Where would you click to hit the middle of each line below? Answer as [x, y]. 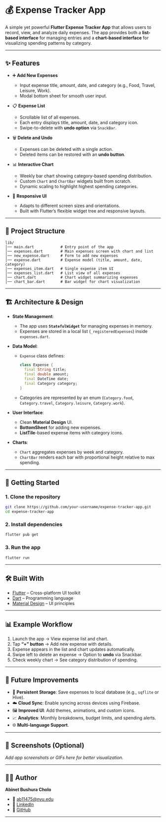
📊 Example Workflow [39, 624]
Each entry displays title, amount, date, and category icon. [79, 122]
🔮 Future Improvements [42, 680]
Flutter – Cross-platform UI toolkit [46, 593]
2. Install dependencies [34, 524]
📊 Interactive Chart [33, 164]
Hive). [18, 697]
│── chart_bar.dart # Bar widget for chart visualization [73, 281]
